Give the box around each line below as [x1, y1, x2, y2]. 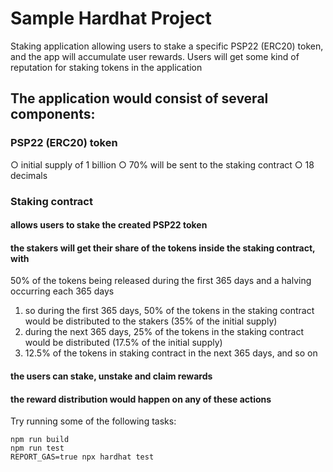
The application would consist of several [10, 90, 269, 107]
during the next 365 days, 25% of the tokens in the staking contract [24, 326, 305, 338]
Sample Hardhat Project [10, 7, 212, 30]
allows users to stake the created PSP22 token [10, 219, 208, 231]
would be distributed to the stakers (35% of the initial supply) [24, 315, 278, 327]
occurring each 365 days [10, 285, 115, 297]
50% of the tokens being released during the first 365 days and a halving [10, 275, 312, 287]
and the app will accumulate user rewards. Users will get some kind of [10, 50, 300, 62]
